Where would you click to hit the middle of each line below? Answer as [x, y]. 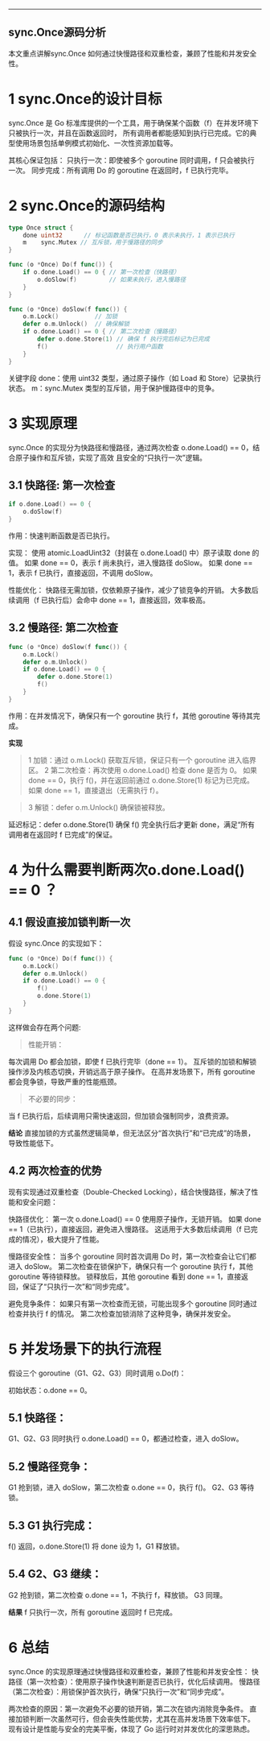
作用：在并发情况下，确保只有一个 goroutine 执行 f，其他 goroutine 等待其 [131, 715]
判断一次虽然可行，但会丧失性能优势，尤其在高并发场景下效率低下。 [142, 1718]
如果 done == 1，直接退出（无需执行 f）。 [95, 790]
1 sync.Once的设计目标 [85, 99]
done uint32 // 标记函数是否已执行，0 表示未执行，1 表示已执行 [129, 235]
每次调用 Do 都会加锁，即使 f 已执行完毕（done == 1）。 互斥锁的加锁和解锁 [133, 1061]
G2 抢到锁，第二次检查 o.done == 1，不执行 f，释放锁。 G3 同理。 [118, 1594]
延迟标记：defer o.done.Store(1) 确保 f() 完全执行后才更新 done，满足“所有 [132, 824]
